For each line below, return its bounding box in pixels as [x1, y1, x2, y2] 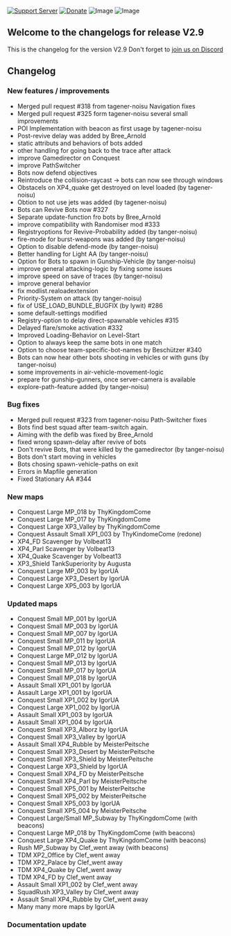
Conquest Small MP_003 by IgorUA [17, 622, 118, 630]
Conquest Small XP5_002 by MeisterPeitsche [17, 792, 147, 800]
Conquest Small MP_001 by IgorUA [17, 615, 117, 623]
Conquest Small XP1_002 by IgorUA [17, 696, 119, 705]
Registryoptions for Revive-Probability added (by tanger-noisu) [17, 227, 198, 236]
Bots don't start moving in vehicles [17, 452, 117, 461]
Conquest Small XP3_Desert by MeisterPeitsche [17, 748, 155, 756]
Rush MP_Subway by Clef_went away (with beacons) [17, 844, 169, 852]
